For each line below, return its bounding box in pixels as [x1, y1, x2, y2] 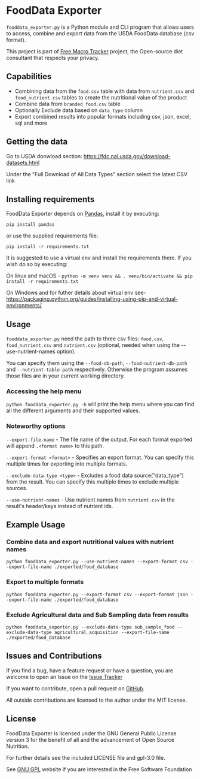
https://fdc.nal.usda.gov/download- [83, 152, 171, 159]
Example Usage [6, 520, 66, 530]
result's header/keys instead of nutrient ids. [6, 502, 113, 509]
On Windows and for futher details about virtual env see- [6, 289, 146, 297]
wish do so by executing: [6, 261, 67, 268]
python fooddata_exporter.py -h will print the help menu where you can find [6, 401, 195, 408]
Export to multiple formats [6, 578, 84, 586]
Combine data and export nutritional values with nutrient [6, 538, 174, 546]
